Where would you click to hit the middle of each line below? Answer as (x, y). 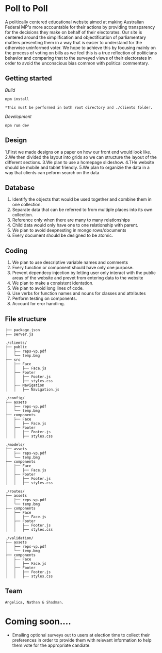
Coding (16, 251)
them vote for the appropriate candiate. (51, 645)
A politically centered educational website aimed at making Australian (74, 22)
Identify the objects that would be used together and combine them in (82, 199)
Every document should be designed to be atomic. (62, 235)
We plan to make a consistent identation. (53, 283)
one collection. (27, 205)
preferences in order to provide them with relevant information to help (82, 640)
